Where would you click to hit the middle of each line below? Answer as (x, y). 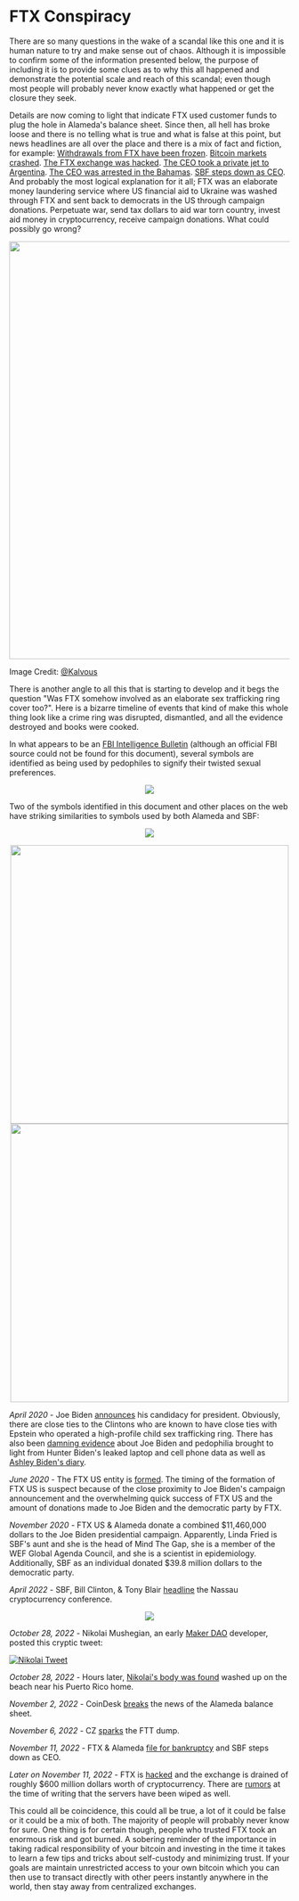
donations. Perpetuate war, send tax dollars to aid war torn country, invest (145, 209)
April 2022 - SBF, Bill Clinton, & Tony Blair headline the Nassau (124, 1589)
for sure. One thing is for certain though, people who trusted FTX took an (143, 1830)
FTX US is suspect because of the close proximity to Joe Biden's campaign (147, 1488)
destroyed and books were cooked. (74, 726)
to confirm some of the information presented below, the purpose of (134, 60)
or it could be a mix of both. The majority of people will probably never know (149, 1820)
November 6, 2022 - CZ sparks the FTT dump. (94, 1730)
